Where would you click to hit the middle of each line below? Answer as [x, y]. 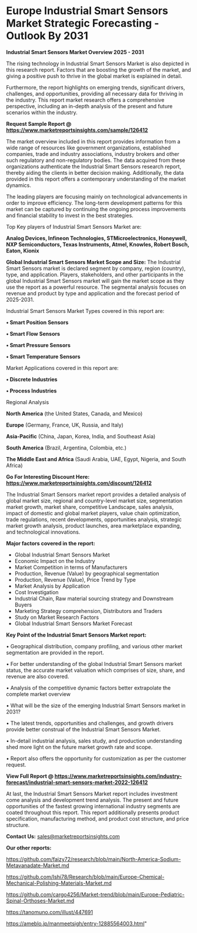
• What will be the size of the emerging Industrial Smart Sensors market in [96, 705]
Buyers [23, 605]
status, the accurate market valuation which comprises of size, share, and [96, 670]
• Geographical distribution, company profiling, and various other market [94, 646]
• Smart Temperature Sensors [43, 356]
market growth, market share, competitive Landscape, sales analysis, [90, 507]
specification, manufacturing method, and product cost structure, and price [98, 818]
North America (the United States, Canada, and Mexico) [74, 414]
